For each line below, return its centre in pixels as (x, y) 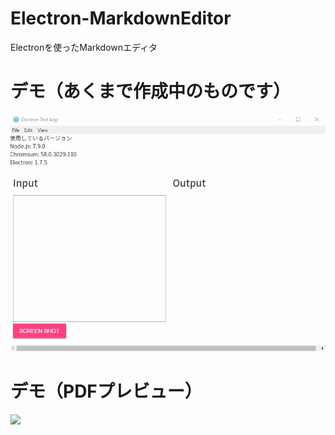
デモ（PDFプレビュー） (106, 391)
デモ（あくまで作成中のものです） (151, 91)
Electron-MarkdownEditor (121, 18)
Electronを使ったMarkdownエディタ (84, 47)
